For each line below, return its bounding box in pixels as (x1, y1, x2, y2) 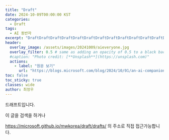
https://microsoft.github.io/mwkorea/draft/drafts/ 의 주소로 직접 (5, 123, 135, 129)
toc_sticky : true (5, 78, 42, 83)
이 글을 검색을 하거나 (5, 112, 46, 118)
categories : (5, 17, 30, 22)
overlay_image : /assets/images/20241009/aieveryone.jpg (10, 45, 129, 50)
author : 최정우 (5, 87, 34, 92)
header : (5, 40, 22, 45)
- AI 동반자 (10, 31, 32, 36)
